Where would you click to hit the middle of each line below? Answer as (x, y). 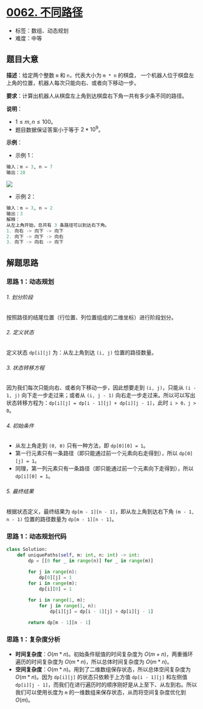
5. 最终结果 (20, 491)
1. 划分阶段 (20, 297)
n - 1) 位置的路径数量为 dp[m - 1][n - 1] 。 (62, 519)
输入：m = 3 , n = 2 (29, 208)
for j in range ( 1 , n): (67, 606)
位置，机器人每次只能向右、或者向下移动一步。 (81, 82)
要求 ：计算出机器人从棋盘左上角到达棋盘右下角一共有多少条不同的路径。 (97, 96)
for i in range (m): (53, 583)
